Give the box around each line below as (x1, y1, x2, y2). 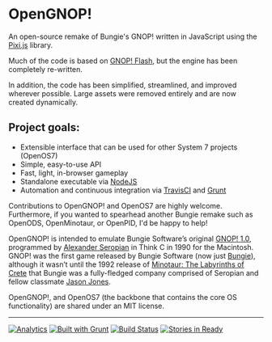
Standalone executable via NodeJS (19, 176, 138, 186)
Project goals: (8, 120, 80, 134)
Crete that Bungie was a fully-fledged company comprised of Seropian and (8, 268, 259, 277)
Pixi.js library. (8, 40, 53, 49)
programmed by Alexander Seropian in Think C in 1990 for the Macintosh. (8, 242, 254, 251)
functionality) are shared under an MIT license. (8, 301, 164, 310)
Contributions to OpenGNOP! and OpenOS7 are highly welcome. (8, 201, 223, 210)
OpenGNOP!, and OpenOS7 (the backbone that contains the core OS (8, 292, 237, 302)
